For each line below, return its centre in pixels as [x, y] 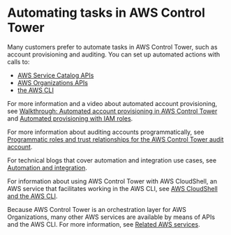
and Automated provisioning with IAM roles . [70, 118]
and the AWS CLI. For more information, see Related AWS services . [104, 224]
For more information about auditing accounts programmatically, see [106, 132]
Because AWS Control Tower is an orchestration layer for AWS [97, 209]
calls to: [18, 61]
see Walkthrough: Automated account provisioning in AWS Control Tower [112, 111]
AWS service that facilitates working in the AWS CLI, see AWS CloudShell [112, 188]
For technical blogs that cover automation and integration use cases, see [112, 160]
